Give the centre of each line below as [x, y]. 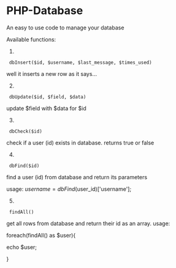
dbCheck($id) [26, 131]
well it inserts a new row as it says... [52, 73]
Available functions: [31, 39]
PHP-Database [45, 11]
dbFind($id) [24, 166]
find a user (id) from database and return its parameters [77, 177]
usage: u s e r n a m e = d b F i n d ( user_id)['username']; [69, 189]
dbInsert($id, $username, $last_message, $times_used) [80, 62]
